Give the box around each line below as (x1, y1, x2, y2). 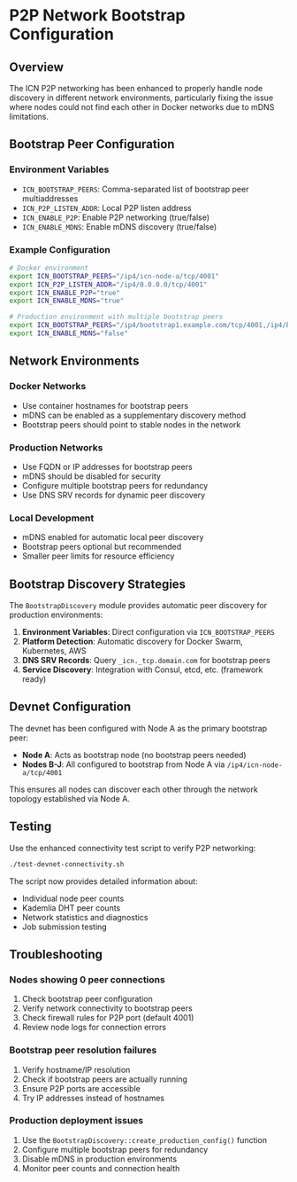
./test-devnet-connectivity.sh (9, 859, 125, 869)
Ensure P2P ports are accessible (21, 1083, 141, 1093)
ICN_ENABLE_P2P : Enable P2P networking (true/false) (21, 212, 210, 223)
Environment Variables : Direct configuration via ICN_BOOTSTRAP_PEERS (21, 627, 276, 638)
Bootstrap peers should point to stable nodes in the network (21, 419, 241, 430)
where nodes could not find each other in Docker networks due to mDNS (9, 102, 275, 112)
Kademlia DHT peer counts (21, 902, 121, 913)
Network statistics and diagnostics (21, 912, 148, 922)
